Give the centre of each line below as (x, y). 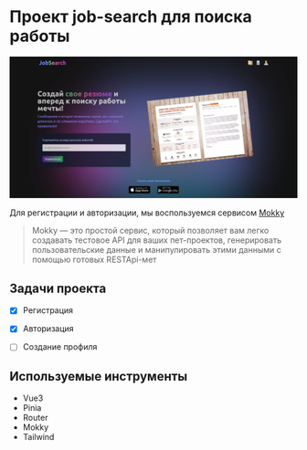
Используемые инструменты (99, 376)
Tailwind (38, 437)
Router (35, 418)
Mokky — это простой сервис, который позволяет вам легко (150, 231)
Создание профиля (60, 347)
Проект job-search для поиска (131, 17)
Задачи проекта (58, 288)
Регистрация (48, 310)
